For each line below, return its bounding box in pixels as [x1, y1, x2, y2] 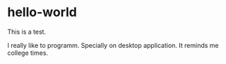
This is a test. [7, 27, 47, 36]
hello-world [7, 4, 78, 20]
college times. [7, 49, 48, 57]
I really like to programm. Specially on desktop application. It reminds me [7, 41, 219, 49]
